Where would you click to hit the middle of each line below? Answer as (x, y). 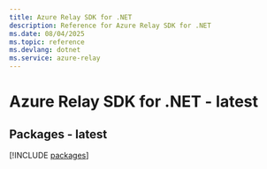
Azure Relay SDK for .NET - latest (134, 102)
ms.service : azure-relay (55, 58)
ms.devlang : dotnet (45, 50)
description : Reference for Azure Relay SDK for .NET (111, 26)
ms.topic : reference (47, 42)
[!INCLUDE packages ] (49, 155)
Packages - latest (58, 134)
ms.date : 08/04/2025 (47, 33)
